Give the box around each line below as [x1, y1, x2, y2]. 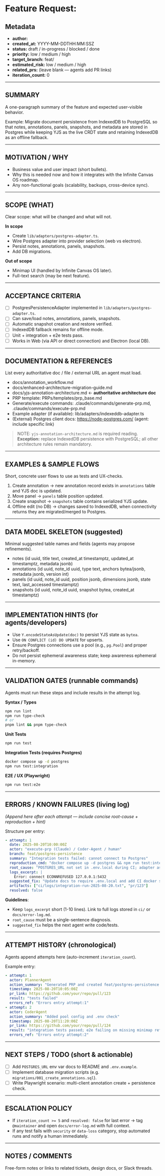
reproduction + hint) [5, 819, 46, 824]
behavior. [5, 109, 24, 115]
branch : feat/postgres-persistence [9, 852, 82, 856]
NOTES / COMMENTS [5, 1152, 72, 1160]
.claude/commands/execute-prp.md [12, 406, 86, 412]
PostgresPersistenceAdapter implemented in [12, 305, 103, 311]
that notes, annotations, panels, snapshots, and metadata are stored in [5, 124, 148, 130]
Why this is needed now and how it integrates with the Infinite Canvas [12, 172, 154, 177]
